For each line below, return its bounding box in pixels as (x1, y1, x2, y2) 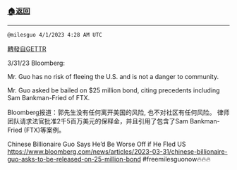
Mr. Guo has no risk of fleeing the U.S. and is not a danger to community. (7, 73, 219, 81)
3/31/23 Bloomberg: (7, 59, 66, 68)
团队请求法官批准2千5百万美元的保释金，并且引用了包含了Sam (7, 117, 188, 126)
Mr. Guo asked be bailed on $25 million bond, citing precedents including (7, 86, 220, 95)
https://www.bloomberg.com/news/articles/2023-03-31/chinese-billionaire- (7, 147, 228, 156)
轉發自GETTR (7, 44, 47, 54)
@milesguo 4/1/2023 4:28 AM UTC (7, 32, 102, 39)
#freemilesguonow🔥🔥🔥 (142, 155, 211, 164)
